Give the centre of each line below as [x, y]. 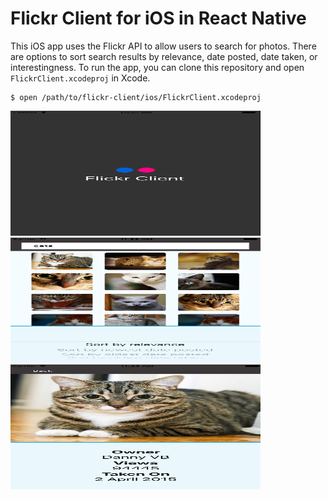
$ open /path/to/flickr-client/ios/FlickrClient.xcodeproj [136, 97]
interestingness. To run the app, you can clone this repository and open [157, 67]
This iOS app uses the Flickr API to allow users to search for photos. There [163, 46]
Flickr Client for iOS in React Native [158, 18]
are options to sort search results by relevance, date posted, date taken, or [164, 56]
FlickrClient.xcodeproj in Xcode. [80, 78]
